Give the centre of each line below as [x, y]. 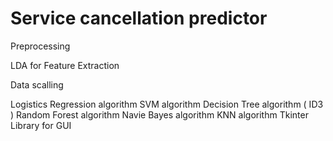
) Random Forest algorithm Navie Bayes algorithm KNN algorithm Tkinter [159, 114]
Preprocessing [40, 46]
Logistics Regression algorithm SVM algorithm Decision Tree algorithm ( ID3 [167, 104]
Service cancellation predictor [139, 18]
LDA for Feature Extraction [65, 65]
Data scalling [37, 84]
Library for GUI [41, 125]
